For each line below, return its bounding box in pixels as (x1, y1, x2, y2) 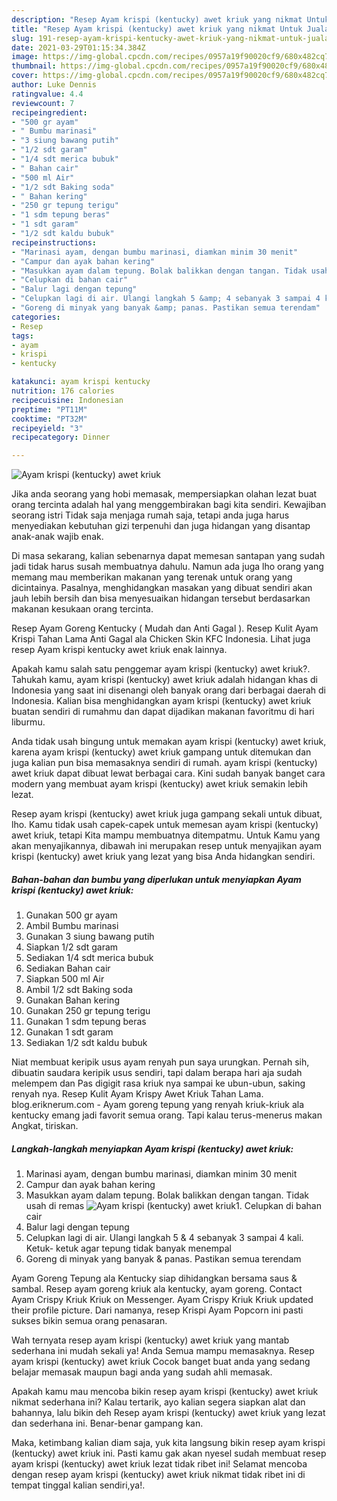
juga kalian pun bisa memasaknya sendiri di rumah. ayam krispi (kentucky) (11, 757, 318, 769)
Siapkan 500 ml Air (25, 973, 105, 985)
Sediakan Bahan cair (25, 962, 111, 975)
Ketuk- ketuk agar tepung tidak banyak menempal (25, 1242, 232, 1255)
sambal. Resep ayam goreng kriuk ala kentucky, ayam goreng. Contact (11, 1283, 303, 1295)
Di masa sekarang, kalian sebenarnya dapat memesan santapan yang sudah (11, 550, 326, 562)
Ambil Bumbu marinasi (25, 920, 119, 932)
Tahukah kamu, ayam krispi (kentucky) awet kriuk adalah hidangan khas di (11, 674, 318, 686)
